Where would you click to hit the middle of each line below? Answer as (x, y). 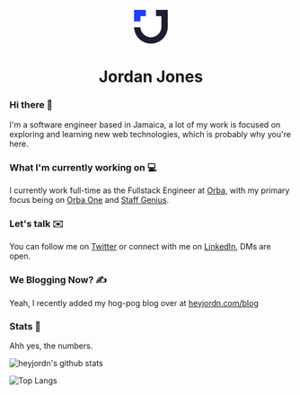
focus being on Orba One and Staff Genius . (89, 200)
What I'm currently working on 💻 (83, 167)
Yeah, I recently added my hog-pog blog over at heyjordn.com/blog (134, 303)
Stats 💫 (25, 326)
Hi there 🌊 (31, 105)
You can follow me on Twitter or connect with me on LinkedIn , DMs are (140, 247)
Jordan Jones (151, 77)
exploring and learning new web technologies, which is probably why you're (150, 134)
